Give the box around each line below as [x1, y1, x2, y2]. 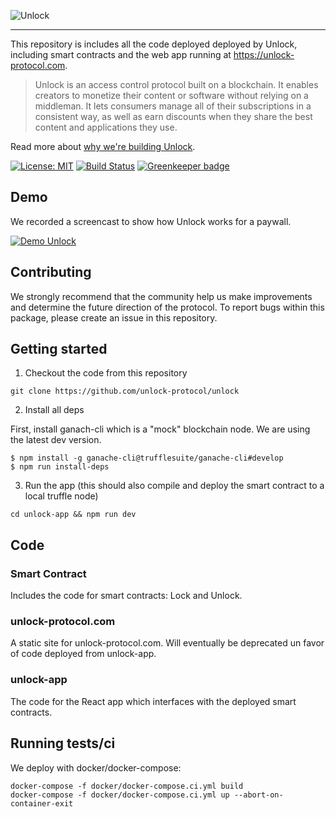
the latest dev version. [10, 434, 102, 446]
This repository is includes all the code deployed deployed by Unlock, [10, 38, 298, 50]
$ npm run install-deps [10, 462, 110, 472]
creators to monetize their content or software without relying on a [34, 90, 309, 101]
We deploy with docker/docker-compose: [10, 761, 182, 774]
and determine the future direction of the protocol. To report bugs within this [10, 301, 325, 313]
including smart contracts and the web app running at [10, 49, 232, 60]
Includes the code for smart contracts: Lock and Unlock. [10, 590, 243, 602]
